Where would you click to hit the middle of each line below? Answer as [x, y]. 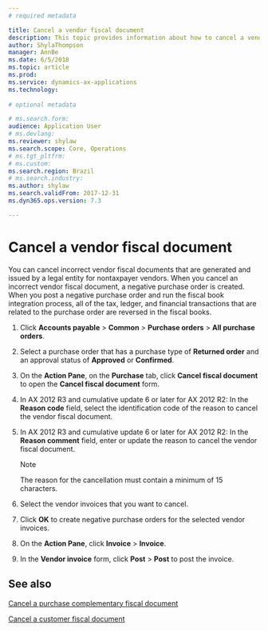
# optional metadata [43, 105]
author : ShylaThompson [46, 45]
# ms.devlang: [32, 134]
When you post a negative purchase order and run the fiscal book [116, 295]
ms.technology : [33, 90]
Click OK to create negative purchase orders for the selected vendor [132, 519]
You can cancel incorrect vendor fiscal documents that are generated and [130, 270]
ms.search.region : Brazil [51, 171]
